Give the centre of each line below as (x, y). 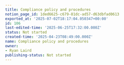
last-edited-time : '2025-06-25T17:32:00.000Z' (53, 28)
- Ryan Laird (18, 50)
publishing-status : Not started (38, 55)
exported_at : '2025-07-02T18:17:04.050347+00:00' (57, 19)
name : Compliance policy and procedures (47, 42)
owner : (12, 46)
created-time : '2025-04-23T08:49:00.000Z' (49, 37)
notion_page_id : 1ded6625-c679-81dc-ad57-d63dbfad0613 (62, 14)
